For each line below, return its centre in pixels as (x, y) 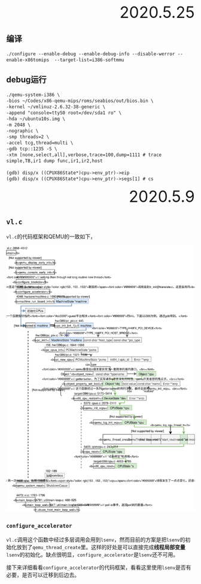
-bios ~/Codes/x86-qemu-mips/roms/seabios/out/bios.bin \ (80, 101)
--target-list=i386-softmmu (89, 60)
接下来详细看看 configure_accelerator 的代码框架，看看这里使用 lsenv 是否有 (99, 567)
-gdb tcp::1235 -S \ (32, 149)
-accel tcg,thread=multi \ (40, 143)
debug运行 (26, 80)
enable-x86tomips (28, 60)
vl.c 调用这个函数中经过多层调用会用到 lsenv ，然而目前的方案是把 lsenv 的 (96, 540)
